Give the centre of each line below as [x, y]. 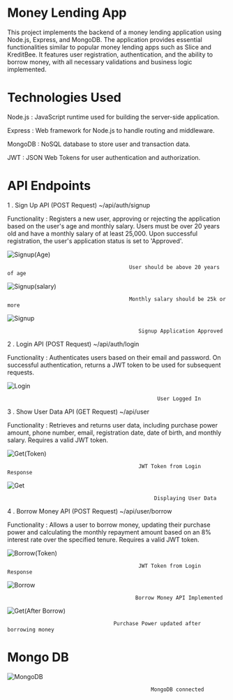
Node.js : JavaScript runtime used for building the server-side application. [113, 117]
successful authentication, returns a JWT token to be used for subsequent [114, 365]
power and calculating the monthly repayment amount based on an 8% [109, 532]
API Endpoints [49, 186]
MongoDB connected [178, 690]
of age [17, 273]
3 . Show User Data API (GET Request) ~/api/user [78, 411]
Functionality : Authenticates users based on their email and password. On [114, 357]
